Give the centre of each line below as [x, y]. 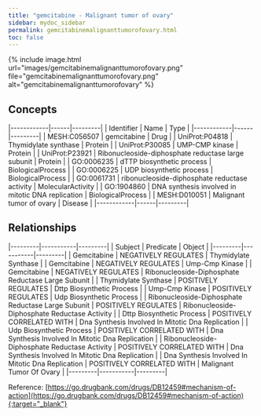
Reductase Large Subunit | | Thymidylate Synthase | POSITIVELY [113, 280]
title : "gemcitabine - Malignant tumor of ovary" [91, 15]
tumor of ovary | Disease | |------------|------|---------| [99, 203]
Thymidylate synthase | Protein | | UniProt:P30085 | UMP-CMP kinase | [123, 145]
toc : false [26, 37]
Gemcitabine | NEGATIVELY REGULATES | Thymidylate [161, 255]
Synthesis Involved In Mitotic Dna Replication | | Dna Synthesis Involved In [128, 355]
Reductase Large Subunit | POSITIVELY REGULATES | [95, 305]
